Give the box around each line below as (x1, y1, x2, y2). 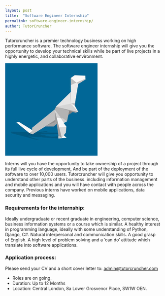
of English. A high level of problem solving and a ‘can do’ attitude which (5, 237, 150, 243)
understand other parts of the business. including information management (5, 177, 158, 183)
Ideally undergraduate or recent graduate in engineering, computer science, (5, 216, 160, 222)
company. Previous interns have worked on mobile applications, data (5, 187, 145, 193)
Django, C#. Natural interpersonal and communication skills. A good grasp (5, 231, 156, 237)
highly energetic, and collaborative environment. (5, 53, 103, 59)
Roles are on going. (12, 275, 52, 281)
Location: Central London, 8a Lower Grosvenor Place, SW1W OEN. (12, 285, 147, 291)
